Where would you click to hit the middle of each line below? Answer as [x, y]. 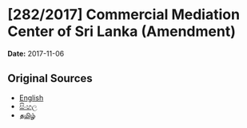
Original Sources [50, 78]
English [31, 98]
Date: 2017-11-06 [36, 53]
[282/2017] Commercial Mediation [124, 15]
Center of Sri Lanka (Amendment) [122, 31]
